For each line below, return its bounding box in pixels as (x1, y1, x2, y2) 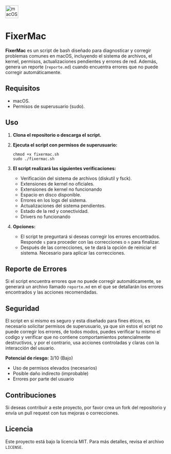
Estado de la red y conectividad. (20, 208, 89, 214)
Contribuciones (5, 391, 56, 399)
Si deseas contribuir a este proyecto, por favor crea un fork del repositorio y (5, 405, 166, 410)
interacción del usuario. (5, 345, 55, 351)
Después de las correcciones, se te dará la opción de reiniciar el (20, 244, 157, 250)
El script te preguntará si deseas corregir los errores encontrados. (20, 233, 161, 240)
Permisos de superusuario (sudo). (12, 103, 85, 110)
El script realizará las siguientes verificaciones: (12, 165, 117, 171)
